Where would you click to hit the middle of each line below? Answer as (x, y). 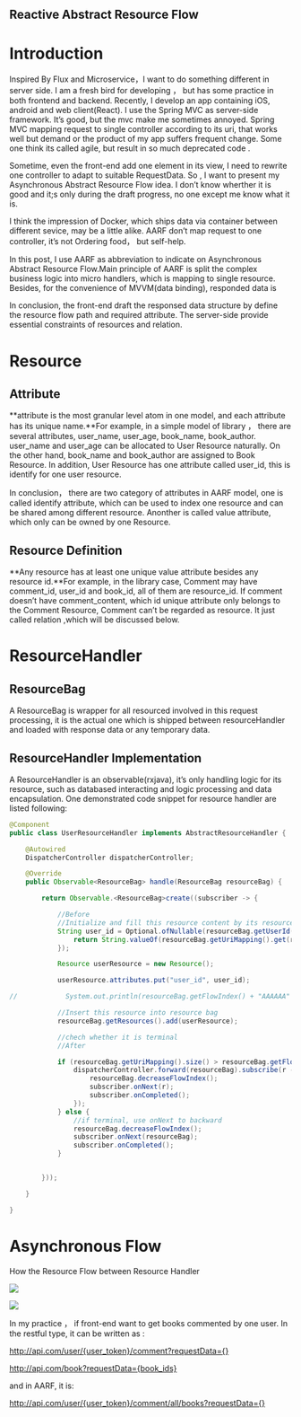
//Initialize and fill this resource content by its (157, 923)
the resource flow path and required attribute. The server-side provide (139, 315)
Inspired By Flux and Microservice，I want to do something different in (140, 79)
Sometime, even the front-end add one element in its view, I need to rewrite (148, 166)
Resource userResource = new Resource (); (136, 964)
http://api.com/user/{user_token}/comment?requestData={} (119, 1351)
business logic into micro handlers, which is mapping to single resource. (142, 278)
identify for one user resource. (66, 474)
